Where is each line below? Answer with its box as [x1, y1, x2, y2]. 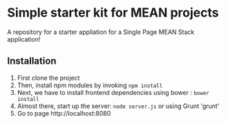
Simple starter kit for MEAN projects [7, 5, 219, 21]
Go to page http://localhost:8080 [17, 109, 111, 117]
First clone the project [17, 73, 80, 82]
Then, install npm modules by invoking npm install [17, 81, 163, 89]
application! [7, 35, 41, 43]
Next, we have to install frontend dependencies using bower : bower [17, 88, 209, 96]
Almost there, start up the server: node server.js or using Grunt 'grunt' [17, 102, 220, 110]
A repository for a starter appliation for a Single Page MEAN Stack [7, 28, 195, 36]
